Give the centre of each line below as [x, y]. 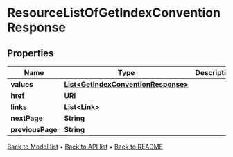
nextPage [27, 118]
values [22, 84]
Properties [31, 53]
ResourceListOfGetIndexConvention [114, 13]
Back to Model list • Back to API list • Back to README [85, 147]
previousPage [34, 130]
